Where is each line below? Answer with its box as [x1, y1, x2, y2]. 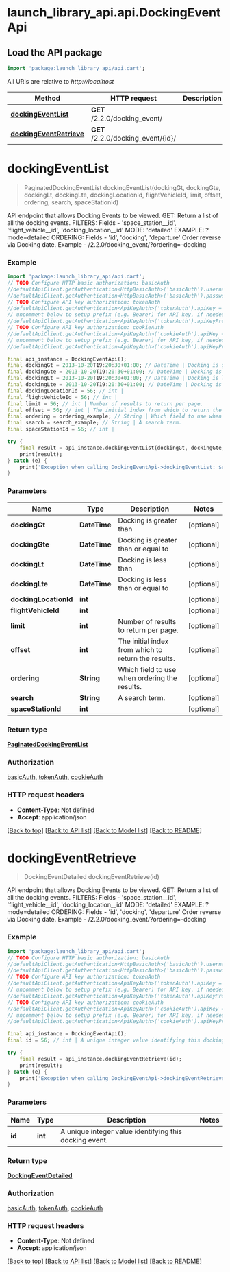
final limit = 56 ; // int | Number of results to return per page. [7, 400, 204, 407]
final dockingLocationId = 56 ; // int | [7, 387, 125, 394]
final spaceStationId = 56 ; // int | [7, 426, 115, 433]
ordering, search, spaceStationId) [23, 197, 119, 206]
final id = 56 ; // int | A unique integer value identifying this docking [7, 1037, 225, 1044]
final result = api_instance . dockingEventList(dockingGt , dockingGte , [19, 444, 225, 451]
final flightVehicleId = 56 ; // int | [7, 394, 118, 400]
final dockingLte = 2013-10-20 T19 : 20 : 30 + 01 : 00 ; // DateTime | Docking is [7, 381, 222, 388]
